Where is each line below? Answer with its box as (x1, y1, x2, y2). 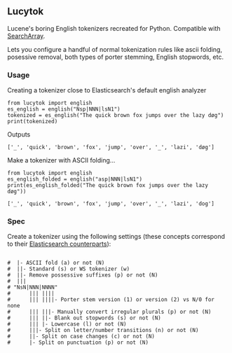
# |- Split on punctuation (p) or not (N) (7, 339, 149, 346)
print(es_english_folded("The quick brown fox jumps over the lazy (7, 182, 209, 189)
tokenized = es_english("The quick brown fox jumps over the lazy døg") (7, 112, 224, 119)
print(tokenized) (7, 118, 58, 125)
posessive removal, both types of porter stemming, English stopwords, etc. (7, 53, 224, 61)
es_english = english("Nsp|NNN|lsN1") (7, 106, 121, 113)
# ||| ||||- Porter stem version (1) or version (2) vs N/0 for (7, 296, 215, 303)
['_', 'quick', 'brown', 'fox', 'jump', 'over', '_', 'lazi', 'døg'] (7, 144, 215, 151)
